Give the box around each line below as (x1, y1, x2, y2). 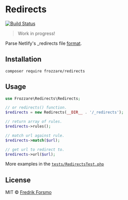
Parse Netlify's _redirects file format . (5, 40, 82, 46)
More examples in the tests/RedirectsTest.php (5, 161, 104, 167)
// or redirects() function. (5, 105, 67, 110)
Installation (5, 55, 42, 64)
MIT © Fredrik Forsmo (5, 189, 52, 195)
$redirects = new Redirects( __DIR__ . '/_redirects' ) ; (5, 110, 124, 115)
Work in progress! (17, 30, 55, 36)
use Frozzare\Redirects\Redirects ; (5, 96, 81, 101)
